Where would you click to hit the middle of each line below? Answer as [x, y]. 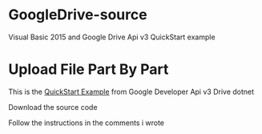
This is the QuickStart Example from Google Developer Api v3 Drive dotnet [131, 91]
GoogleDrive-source [78, 15]
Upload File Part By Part [89, 69]
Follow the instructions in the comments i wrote [87, 123]
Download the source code [53, 107]
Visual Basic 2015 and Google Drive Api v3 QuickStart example [112, 37]
